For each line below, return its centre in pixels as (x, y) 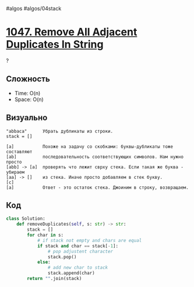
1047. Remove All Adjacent (72, 32)
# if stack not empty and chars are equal (89, 240)
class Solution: (26, 219)
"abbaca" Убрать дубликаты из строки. (60, 131)
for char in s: (45, 235)
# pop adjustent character (80, 251)
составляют (19, 151)
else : (44, 262)
